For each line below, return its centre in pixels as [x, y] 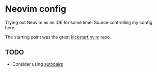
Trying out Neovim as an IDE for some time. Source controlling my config [79, 22]
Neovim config [36, 9]
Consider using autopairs [38, 64]
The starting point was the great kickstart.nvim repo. [58, 37]
